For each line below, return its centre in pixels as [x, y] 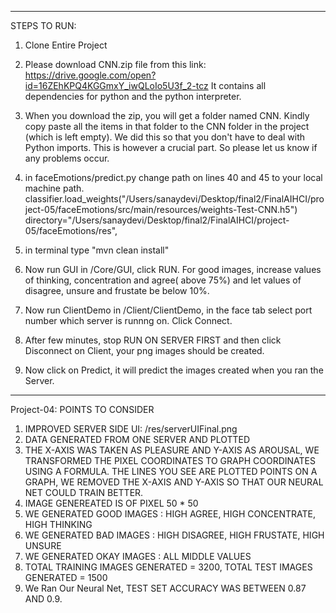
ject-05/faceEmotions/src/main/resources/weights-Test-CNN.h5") [161, 209]
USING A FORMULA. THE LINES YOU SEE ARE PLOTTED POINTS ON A [171, 471]
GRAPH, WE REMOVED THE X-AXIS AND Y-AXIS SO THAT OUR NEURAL [174, 482]
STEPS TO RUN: [43, 25]
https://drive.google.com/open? [90, 75]
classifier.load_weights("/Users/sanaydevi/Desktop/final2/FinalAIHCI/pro [174, 199]
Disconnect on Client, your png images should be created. [144, 350]
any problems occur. [67, 158]
